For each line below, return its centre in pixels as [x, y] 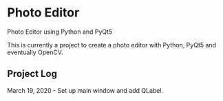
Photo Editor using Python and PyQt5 [60, 32]
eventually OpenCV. [35, 52]
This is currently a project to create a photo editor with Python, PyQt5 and [112, 45]
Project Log [32, 74]
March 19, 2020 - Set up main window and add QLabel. [85, 90]
